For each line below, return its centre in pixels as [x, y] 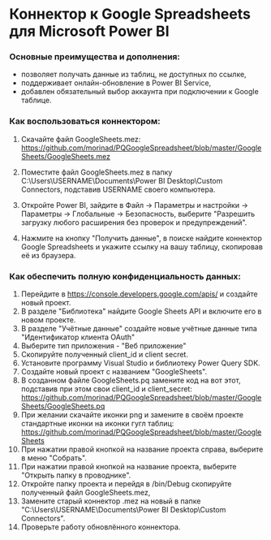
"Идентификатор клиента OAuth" [78, 337]
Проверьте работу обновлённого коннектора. [101, 527]
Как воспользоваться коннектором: [85, 121]
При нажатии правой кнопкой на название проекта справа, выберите [142, 449]
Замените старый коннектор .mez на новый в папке [111, 501]
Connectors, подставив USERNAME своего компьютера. [118, 189]
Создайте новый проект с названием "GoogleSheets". [114, 372]
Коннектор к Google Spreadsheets [130, 14]
